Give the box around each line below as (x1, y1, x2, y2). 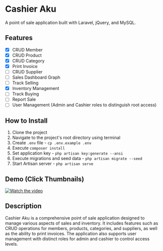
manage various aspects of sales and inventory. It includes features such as (5, 220, 158, 226)
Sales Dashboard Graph (12, 74, 61, 80)
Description (5, 202, 42, 210)
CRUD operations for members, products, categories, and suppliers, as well (5, 225, 158, 231)
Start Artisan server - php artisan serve (12, 160, 93, 167)
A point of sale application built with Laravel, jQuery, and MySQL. (5, 20, 136, 25)
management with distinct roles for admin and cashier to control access (5, 236, 150, 242)
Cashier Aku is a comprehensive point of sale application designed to (5, 215, 145, 221)
